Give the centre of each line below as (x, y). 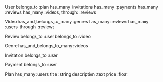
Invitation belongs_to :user (32, 55)
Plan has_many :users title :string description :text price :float (66, 74)
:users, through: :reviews (30, 27)
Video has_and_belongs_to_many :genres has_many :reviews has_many (77, 22)
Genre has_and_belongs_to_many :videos (47, 46)
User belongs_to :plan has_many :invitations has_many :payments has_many (81, 7)
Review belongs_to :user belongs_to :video (48, 36)
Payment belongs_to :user (31, 65)
